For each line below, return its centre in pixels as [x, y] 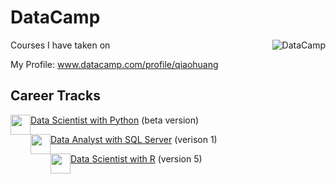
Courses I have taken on [60, 45]
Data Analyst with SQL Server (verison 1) [134, 139]
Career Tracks [55, 96]
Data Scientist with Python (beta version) [115, 120]
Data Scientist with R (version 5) [136, 158]
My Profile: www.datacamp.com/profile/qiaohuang [114, 64]
